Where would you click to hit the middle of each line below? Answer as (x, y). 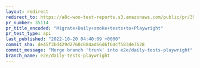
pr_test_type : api (28, 34)
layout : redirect (27, 12)
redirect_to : (22, 17)
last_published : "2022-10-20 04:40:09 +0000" (63, 39)
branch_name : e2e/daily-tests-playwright (58, 56)
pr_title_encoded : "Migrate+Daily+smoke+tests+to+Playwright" (84, 28)
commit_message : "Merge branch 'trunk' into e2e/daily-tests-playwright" (99, 50)
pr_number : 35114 (27, 22)
